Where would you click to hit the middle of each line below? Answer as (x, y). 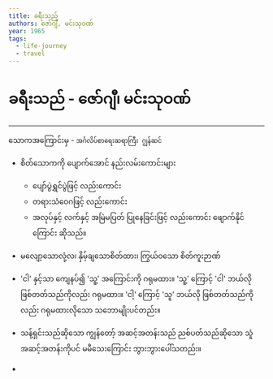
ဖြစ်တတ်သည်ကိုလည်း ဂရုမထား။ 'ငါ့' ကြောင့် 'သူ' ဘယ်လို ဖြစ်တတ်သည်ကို (137, 294)
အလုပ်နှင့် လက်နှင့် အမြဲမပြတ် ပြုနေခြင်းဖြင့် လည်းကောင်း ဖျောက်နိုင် (139, 217)
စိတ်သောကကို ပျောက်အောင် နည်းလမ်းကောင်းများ (98, 162)
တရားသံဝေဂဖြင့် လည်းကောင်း (80, 201)
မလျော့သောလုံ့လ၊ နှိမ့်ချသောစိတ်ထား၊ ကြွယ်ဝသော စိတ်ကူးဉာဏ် (120, 256)
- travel (30, 54)
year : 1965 (27, 31)
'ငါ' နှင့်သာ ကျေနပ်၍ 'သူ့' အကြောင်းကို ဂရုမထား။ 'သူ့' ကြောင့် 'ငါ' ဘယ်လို (136, 278)
